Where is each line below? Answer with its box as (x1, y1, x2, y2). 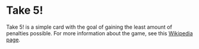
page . (6, 36, 21, 43)
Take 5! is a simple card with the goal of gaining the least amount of (6, 23, 173, 30)
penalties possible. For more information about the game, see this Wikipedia (6, 29, 193, 36)
